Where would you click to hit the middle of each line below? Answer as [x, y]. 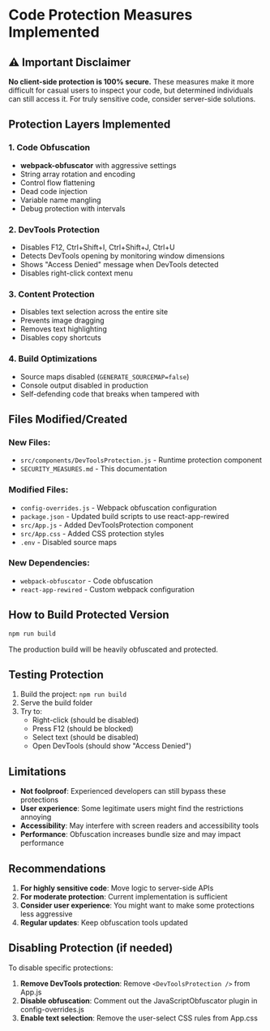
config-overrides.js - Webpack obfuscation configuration [118, 507]
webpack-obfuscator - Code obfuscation [86, 580]
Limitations [37, 771]
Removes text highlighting [63, 329]
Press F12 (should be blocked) [83, 729]
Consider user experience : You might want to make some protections [137, 905]
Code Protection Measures [101, 15]
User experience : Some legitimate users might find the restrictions [132, 808]
